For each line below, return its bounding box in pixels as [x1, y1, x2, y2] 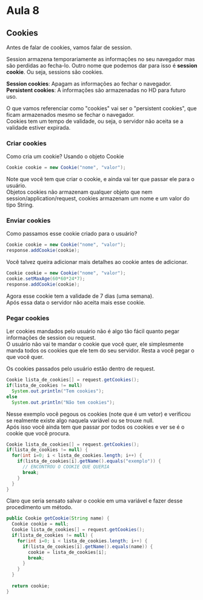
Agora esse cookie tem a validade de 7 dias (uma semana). [6, 292, 154, 300]
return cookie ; [12, 582, 50, 589]
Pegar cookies [6, 314, 50, 322]
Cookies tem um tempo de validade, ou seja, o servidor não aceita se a [6, 117, 184, 125]
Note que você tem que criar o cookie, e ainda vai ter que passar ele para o [6, 176, 195, 183]
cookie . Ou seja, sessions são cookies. [6, 68, 104, 76]
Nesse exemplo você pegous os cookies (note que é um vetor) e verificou [6, 410, 191, 418]
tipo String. [6, 201, 35, 209]
